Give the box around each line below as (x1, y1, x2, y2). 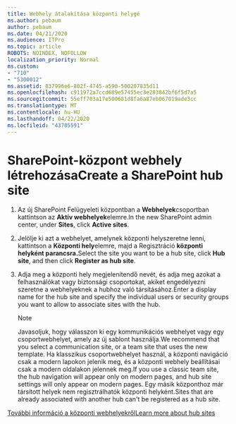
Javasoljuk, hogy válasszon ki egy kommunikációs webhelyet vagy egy (17, 327, 224, 336)
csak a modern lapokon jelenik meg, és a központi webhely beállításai (17, 358, 221, 366)
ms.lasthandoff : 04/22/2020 (7, 115, 90, 122)
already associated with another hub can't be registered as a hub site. (17, 395, 221, 404)
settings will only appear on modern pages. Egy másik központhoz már (17, 380, 224, 389)
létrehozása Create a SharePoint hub (7, 167, 223, 183)
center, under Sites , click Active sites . (17, 220, 130, 229)
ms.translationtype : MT (7, 102, 77, 109)
